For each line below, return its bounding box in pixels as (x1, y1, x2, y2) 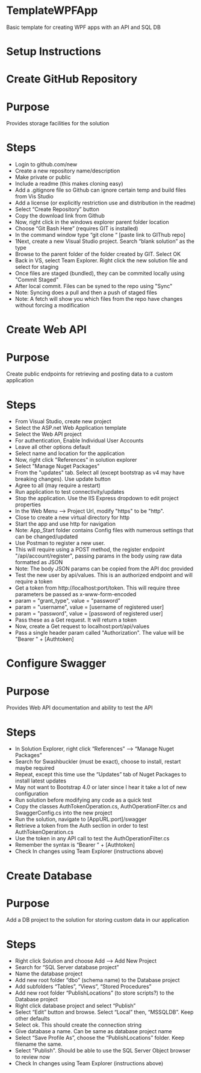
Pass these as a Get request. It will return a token (14, 616, 137, 624)
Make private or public (14, 174, 71, 181)
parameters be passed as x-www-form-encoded (14, 591, 137, 598)
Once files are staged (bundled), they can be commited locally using (14, 269, 185, 277)
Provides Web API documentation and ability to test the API (6, 704, 153, 711)
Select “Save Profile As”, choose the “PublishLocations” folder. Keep (14, 1034, 185, 1042)
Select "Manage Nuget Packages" (14, 462, 100, 470)
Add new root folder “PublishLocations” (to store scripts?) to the (14, 989, 175, 996)
